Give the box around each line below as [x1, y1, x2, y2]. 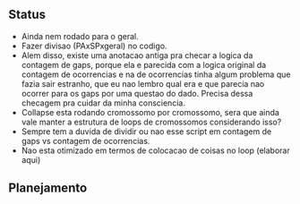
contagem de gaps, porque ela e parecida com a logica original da [21, 59, 267, 70]
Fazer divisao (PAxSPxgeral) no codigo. [21, 40, 167, 51]
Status [8, 7, 47, 22]
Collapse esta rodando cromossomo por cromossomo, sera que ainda [21, 106, 279, 117]
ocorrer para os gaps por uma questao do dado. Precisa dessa [21, 88, 253, 98]
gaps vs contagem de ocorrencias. [21, 135, 150, 146]
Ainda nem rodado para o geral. [21, 30, 140, 41]
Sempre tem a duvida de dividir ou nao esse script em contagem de [21, 125, 272, 137]
